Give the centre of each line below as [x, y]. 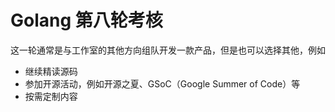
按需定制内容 [51, 96]
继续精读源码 [51, 71]
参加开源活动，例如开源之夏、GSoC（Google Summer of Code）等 [162, 83]
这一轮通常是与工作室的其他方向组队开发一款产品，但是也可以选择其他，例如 [168, 50]
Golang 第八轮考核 [86, 20]
